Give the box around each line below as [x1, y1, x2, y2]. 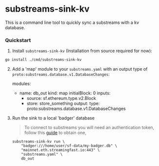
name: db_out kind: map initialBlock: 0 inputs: [19, 90, 111, 96]
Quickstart [5, 37, 31, 43]
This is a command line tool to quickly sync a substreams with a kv [5, 19, 139, 25]
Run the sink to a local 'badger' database [12, 115, 95, 121]
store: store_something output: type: [26, 101, 100, 107]
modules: [12, 81, 31, 87]
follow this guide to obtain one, [24, 130, 87, 136]
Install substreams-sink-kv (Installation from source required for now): [12, 48, 153, 54]
